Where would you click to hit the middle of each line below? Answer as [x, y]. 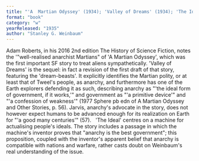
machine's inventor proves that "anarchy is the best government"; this [92, 133]
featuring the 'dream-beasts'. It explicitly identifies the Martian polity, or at [97, 76]
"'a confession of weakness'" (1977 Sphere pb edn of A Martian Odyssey [95, 101]
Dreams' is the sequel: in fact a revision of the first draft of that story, [90, 70]
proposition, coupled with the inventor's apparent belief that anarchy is [93, 139]
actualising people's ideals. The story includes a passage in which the [92, 127]
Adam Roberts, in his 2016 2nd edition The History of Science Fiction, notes [98, 50]
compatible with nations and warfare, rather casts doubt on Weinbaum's [94, 146]
